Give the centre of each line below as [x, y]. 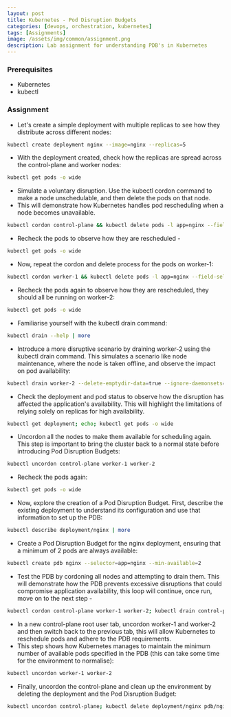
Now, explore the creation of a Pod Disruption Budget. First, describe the [120, 503]
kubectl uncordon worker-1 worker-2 [59, 673]
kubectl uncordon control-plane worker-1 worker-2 [81, 464]
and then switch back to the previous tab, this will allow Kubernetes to [116, 631]
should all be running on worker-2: [66, 297]
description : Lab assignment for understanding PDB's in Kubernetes [107, 45]
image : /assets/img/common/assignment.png [69, 39]
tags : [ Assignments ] [37, 33]
